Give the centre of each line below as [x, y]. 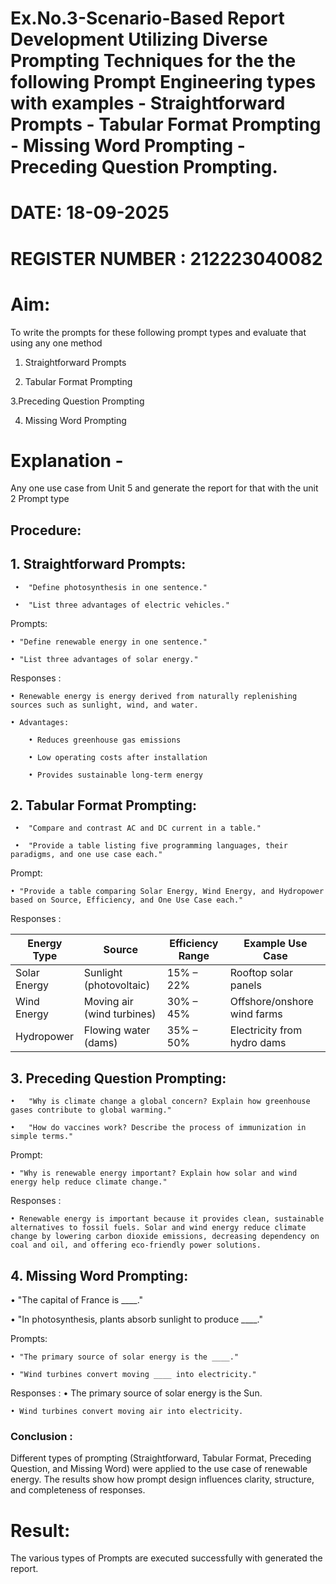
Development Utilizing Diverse [139, 39]
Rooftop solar [261, 973]
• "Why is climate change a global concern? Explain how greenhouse [160, 1102]
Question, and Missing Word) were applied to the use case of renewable [159, 1469]
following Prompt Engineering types [163, 82]
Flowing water [117, 1030]
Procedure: [46, 530]
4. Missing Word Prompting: [99, 1275]
